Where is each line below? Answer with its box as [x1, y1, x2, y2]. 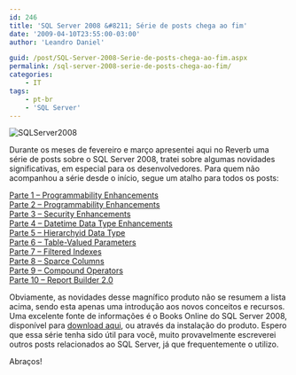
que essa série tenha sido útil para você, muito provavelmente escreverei [9, 330, 277, 340]
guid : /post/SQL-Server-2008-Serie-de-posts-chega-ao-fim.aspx [9, 54, 248, 63]
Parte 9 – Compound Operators [9, 265, 124, 276]
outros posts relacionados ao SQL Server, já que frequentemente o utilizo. [9, 339, 279, 350]
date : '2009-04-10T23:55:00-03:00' [9, 29, 141, 38]
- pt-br [25, 95, 53, 104]
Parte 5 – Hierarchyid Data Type [9, 228, 126, 238]
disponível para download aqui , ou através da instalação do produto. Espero [9, 320, 287, 331]
